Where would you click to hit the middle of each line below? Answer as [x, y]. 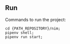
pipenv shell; [20, 33]
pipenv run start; [24, 37]
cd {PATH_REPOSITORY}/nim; [33, 29]
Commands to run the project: [35, 19]
